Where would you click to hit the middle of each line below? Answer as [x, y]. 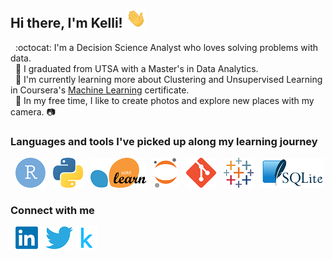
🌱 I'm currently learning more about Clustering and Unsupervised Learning [168, 79]
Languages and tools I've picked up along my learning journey [164, 141]
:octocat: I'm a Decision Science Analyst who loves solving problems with [166, 47]
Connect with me [52, 211]
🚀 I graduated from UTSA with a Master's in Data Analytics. [136, 68]
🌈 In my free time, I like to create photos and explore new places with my [164, 100]
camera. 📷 [33, 111]
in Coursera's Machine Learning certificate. [100, 90]
